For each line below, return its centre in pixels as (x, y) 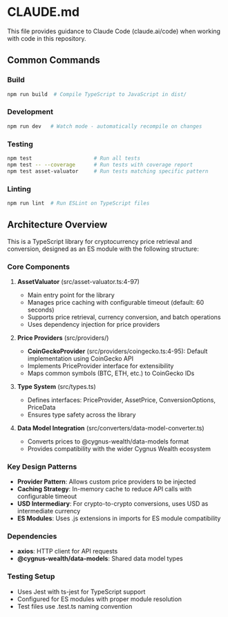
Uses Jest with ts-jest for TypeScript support (81, 591)
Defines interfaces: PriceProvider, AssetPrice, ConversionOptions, (122, 400)
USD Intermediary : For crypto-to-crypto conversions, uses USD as (113, 504)
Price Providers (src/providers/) (63, 338)
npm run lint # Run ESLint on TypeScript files (78, 203)
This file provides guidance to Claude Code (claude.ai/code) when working (114, 31)
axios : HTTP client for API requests (67, 551)
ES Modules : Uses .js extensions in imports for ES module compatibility (119, 518)
